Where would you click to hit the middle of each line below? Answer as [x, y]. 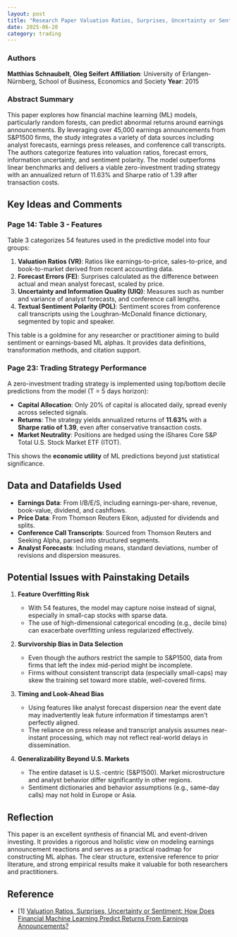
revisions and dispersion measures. [69, 555]
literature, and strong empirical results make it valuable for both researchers [117, 864]
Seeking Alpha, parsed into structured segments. [89, 540]
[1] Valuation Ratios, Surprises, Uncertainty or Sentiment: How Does [116, 911]
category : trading [34, 34]
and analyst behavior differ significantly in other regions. [110, 780]
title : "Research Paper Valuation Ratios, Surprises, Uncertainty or [112, 20]
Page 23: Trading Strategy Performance [77, 368]
